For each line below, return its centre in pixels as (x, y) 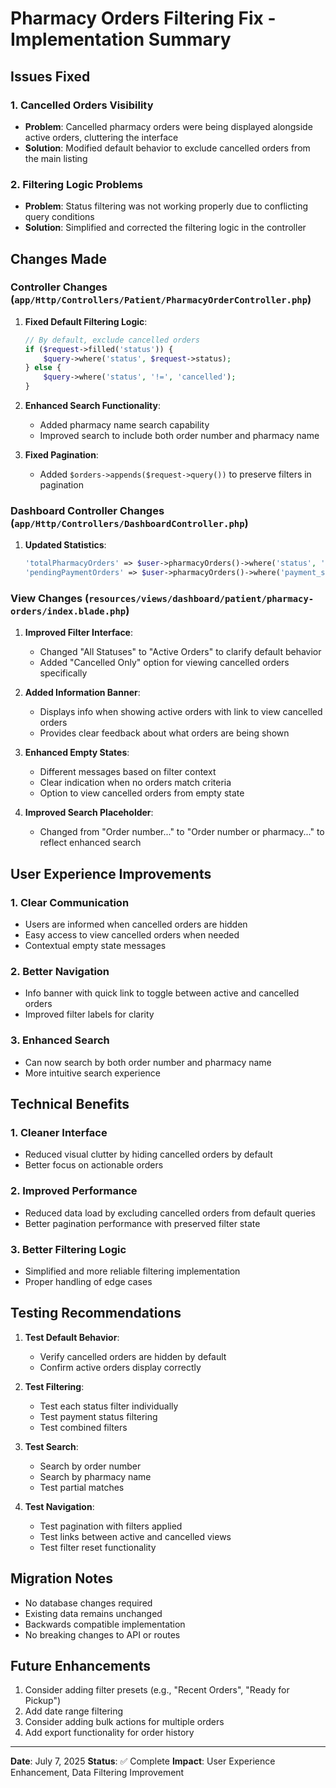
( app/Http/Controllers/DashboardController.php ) (129, 524)
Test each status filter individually (109, 1406)
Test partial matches (82, 1487)
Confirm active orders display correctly (120, 1367)
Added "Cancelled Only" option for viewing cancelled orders (164, 663)
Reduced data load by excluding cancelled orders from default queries (170, 1213)
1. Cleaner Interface (59, 1133)
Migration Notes (61, 1578)
